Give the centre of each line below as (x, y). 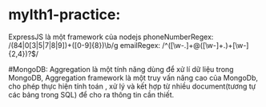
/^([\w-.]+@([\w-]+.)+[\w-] (206, 45)
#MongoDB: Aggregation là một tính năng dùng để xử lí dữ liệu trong (121, 69)
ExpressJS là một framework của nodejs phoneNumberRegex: (111, 37)
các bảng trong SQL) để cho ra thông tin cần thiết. (91, 94)
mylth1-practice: (64, 15)
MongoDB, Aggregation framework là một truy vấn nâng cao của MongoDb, (133, 77)
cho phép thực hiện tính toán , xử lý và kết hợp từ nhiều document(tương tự (132, 86)
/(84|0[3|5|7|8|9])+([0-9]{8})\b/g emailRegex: (85, 45)
